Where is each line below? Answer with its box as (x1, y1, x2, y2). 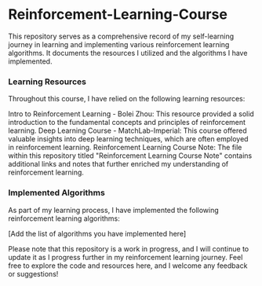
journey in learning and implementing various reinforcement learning (8, 39, 230, 49)
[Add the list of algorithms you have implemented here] (8, 229, 187, 238)
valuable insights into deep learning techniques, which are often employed (8, 134, 249, 144)
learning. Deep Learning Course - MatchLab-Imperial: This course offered (8, 126, 247, 135)
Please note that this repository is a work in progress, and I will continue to (8, 244, 249, 253)
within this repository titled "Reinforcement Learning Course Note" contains (8, 151, 253, 160)
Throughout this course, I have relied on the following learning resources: (8, 94, 246, 104)
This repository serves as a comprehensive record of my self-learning (8, 31, 235, 41)
